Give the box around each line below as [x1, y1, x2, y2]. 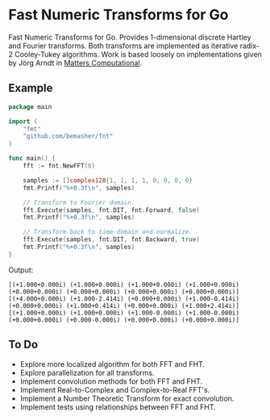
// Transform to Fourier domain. [23, 198, 135, 206]
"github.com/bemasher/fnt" [23, 132, 114, 140]
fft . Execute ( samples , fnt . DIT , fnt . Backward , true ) [23, 235, 200, 243]
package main [8, 102, 52, 110]
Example [8, 81, 53, 95]
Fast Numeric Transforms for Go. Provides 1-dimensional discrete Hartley [8, 32, 251, 42]
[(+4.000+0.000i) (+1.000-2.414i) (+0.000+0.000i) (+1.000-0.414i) [8, 294, 240, 303]
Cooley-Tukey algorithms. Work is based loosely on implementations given [15, 49, 262, 59]
